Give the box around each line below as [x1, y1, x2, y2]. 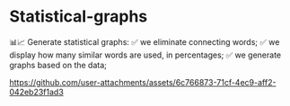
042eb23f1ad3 [9, 86, 65, 97]
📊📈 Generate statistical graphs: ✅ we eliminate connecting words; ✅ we [9, 36, 280, 47]
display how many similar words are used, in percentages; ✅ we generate [9, 49, 282, 60]
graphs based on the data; [9, 59, 108, 70]
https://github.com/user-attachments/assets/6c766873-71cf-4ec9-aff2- [9, 76, 277, 87]
